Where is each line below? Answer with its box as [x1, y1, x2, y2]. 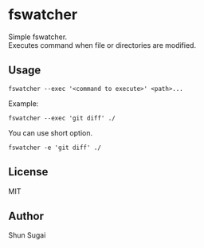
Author [8, 209, 44, 222]
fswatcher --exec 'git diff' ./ [8, 114, 116, 122]
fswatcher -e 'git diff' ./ [8, 144, 102, 152]
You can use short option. [8, 128, 93, 137]
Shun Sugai [8, 230, 46, 240]
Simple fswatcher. [8, 32, 68, 41]
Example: [8, 98, 39, 108]
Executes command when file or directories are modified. [8, 40, 197, 49]
